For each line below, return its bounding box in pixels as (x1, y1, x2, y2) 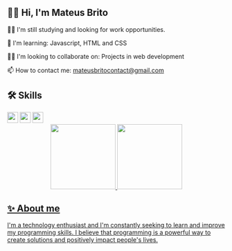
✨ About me (7, 202, 60, 215)
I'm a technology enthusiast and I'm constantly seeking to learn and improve (7, 221, 225, 230)
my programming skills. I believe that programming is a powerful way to (7, 228, 211, 236)
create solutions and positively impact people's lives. (7, 236, 158, 244)
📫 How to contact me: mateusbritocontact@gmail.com (7, 66, 164, 74)
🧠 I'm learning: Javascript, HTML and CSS (7, 39, 127, 47)
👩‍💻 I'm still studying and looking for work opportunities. (7, 25, 166, 33)
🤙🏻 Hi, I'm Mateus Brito (7, 7, 109, 19)
